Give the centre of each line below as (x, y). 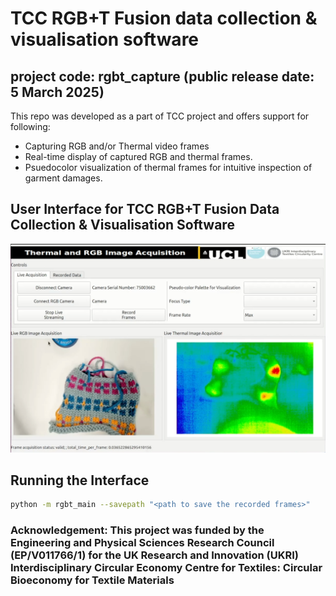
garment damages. (63, 178)
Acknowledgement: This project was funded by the (137, 530)
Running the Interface (80, 480)
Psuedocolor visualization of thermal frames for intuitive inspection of (168, 167)
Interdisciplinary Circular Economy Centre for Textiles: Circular (166, 568)
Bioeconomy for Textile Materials (92, 580)
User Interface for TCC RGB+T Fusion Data (145, 209)
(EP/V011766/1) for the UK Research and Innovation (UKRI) (154, 555)
